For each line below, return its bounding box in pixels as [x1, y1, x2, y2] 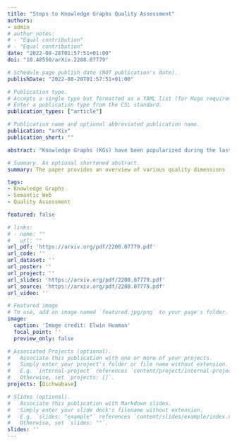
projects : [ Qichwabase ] [7, 380, 78, 388]
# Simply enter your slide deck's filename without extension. [7, 407, 203, 414]
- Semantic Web [7, 192, 52, 199]
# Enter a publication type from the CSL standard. [7, 102, 162, 109]
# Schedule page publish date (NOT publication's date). [7, 68, 178, 76]
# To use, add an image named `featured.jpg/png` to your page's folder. [7, 308, 229, 316]
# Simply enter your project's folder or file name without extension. [7, 361, 229, 368]
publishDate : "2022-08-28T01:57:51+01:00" [7, 76, 134, 83]
